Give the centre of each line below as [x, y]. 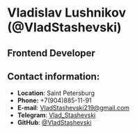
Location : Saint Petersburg [56, 93]
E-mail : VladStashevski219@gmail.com [73, 108]
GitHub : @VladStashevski [54, 123]
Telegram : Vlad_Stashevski [56, 115]
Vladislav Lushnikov [67, 13]
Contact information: [54, 77]
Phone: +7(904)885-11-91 [54, 100]
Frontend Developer [51, 53]
